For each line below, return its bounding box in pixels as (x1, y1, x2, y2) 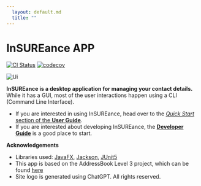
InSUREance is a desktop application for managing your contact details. (6, 85, 193, 93)
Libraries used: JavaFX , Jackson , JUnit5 (15, 153, 118, 161)
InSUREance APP (6, 41, 95, 55)
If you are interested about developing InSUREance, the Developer (15, 123, 184, 131)
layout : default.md (12, 9, 62, 15)
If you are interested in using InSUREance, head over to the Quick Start (15, 110, 195, 117)
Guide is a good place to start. (15, 130, 93, 137)
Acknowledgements (6, 142, 59, 149)
